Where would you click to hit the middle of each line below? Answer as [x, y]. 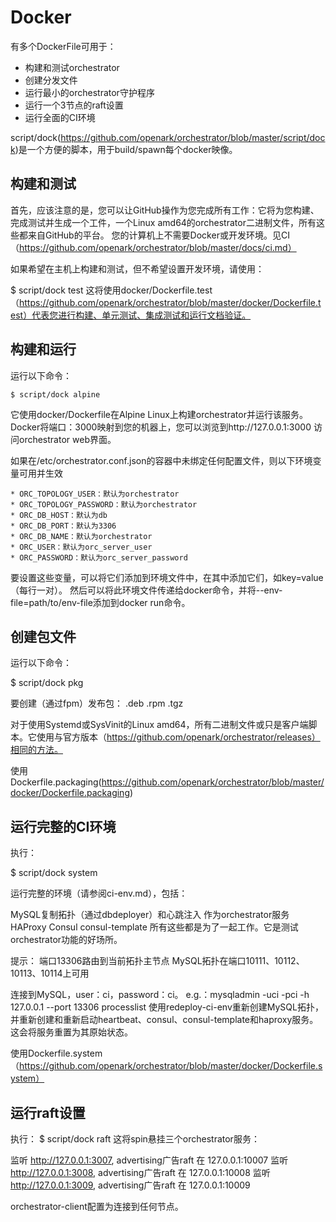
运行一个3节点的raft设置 [74, 105]
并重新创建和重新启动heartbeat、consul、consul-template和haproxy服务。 [164, 1020]
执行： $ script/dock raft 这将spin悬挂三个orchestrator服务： [135, 1139]
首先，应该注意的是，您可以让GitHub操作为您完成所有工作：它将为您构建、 [165, 210]
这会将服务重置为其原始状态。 [71, 1032]
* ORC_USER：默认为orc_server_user [81, 547]
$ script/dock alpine [55, 394]
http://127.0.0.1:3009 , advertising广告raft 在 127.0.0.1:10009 [130, 1185]
